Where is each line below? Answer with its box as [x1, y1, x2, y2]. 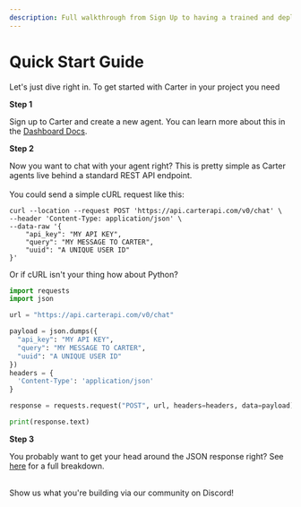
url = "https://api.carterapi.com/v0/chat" [9, 311, 175, 320]
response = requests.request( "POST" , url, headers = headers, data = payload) [9, 401, 295, 410]
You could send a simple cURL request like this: [9, 189, 185, 200]
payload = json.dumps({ [9, 327, 99, 336]
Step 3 [9, 434, 34, 444]
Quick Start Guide [9, 51, 145, 72]
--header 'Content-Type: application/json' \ [9, 214, 182, 223]
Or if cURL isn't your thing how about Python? [9, 269, 179, 279]
